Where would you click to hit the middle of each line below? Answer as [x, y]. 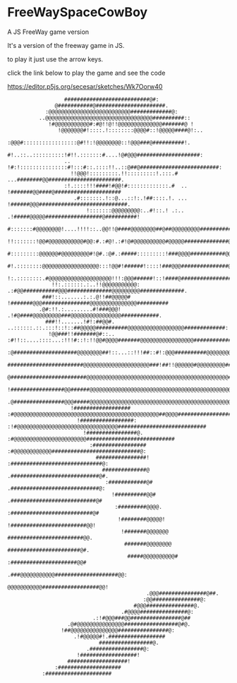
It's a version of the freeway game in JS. [66, 45]
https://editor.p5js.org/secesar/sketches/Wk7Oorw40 [85, 86]
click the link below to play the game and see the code [86, 73]
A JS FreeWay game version [48, 32]
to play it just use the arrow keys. [55, 59]
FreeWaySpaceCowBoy [78, 12]
